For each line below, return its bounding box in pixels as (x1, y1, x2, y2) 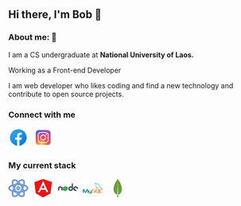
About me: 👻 (8, 32, 57, 43)
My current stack (8, 160, 76, 171)
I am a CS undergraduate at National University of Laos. (8, 49, 195, 60)
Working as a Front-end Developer (8, 65, 122, 75)
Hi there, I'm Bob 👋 (8, 8, 102, 21)
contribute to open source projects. (8, 89, 125, 99)
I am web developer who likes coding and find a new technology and (8, 80, 234, 90)
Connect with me (8, 109, 76, 120)
